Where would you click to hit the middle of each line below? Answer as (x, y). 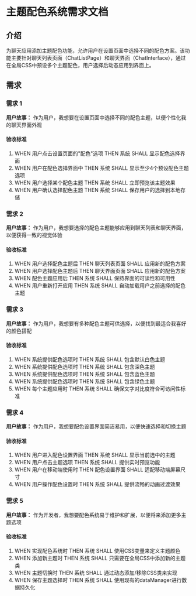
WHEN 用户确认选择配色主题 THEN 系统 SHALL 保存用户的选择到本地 (97, 190)
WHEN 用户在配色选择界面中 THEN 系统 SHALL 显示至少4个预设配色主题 (101, 168)
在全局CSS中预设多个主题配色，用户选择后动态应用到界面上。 (80, 65)
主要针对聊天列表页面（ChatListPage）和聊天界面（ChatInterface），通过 (98, 58)
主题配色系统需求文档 (57, 12)
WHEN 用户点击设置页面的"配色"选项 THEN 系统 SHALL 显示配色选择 (97, 153)
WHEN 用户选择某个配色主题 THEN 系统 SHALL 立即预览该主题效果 (95, 183)
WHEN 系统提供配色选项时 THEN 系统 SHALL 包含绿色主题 (85, 381)
